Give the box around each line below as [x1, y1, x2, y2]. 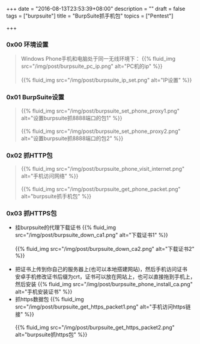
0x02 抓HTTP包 [6, 151, 53, 159]
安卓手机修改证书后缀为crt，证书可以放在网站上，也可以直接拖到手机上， [14, 273, 196, 280]
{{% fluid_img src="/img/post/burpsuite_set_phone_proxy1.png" [20, 107, 180, 114]
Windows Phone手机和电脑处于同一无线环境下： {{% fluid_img [20, 55, 176, 63]
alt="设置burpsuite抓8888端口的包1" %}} [20, 114, 123, 121]
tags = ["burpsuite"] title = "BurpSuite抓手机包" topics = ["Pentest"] [6, 12, 174, 19]
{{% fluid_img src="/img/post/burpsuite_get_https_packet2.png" [14, 324, 175, 331]
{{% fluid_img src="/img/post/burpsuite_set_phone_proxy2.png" [20, 127, 181, 135]
